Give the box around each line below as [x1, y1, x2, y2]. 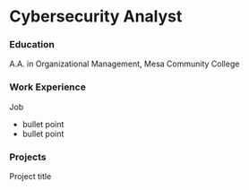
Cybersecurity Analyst [9, 6, 183, 27]
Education [9, 39, 56, 51]
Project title [9, 171, 52, 182]
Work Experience [9, 81, 87, 93]
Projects [9, 151, 47, 163]
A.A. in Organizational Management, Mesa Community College [9, 58, 240, 69]
